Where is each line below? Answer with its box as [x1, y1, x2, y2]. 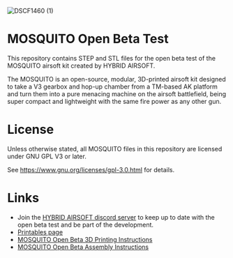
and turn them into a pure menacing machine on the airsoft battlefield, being [7, 89, 227, 98]
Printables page [17, 227, 63, 236]
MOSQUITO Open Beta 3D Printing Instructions [17, 235, 153, 243]
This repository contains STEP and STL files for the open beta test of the [7, 54, 216, 62]
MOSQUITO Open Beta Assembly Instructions [17, 243, 149, 251]
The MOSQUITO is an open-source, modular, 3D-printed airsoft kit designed [7, 75, 227, 83]
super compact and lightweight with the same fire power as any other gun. [7, 97, 222, 105]
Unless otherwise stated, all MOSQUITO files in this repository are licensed [7, 144, 223, 153]
